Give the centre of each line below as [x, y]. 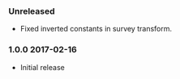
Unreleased [32, 11]
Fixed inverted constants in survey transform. [96, 29]
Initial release [42, 67]
